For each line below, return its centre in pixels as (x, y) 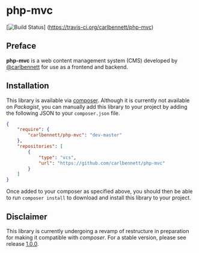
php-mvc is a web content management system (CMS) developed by (92, 60)
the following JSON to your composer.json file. (63, 113)
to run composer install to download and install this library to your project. (99, 198)
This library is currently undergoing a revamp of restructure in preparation (98, 231)
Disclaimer (27, 217)
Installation (28, 86)
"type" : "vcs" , (57, 157)
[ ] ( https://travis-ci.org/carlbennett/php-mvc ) (80, 27)
